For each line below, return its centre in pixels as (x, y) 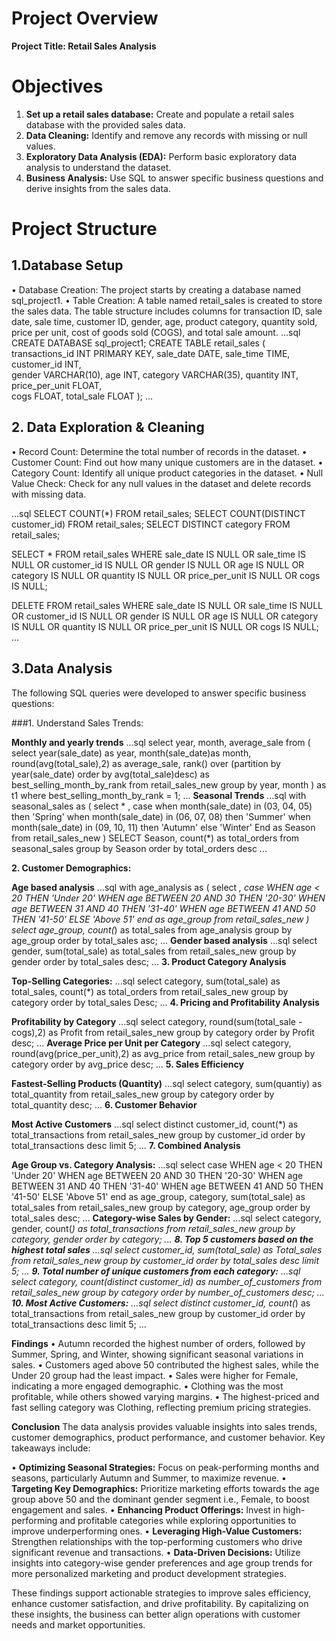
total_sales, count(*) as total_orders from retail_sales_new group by (150, 991)
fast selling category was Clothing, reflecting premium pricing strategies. (161, 1407)
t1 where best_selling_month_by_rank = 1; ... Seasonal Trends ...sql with (159, 795)
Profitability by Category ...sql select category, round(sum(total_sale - (157, 1021)
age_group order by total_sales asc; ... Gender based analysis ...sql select (164, 940)
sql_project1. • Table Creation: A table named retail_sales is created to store (167, 300)
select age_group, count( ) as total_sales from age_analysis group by (152, 929)
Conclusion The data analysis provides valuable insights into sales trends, (164, 1426)
